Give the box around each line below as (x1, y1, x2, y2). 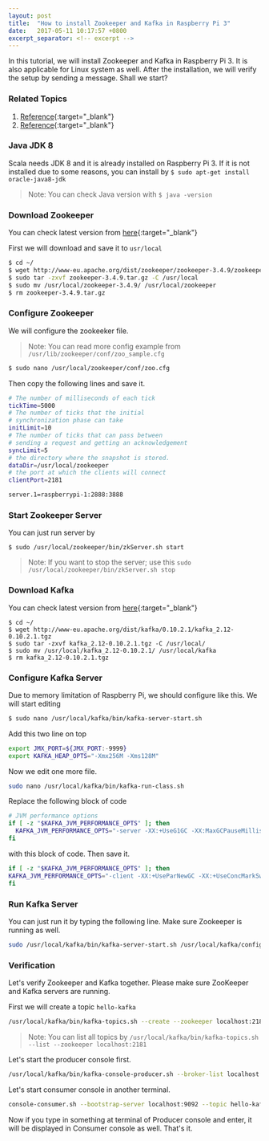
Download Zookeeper (8, 210, 94, 221)
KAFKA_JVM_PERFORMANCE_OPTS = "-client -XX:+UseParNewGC (8, 872, 195, 880)
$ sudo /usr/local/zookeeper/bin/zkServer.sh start (8, 544, 184, 552)
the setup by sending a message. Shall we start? (8, 73, 168, 83)
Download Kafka (8, 585, 74, 596)
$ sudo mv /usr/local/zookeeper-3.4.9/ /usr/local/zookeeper (8, 281, 217, 289)
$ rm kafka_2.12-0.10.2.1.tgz (8, 654, 110, 662)
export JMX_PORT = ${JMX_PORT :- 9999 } (8, 744, 127, 752)
